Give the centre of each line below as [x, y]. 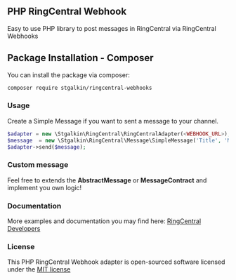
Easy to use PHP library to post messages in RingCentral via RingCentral [112, 28]
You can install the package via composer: [68, 75]
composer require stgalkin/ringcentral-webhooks [80, 88]
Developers [24, 229]
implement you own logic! [45, 187]
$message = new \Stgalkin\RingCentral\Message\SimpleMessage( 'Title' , [114, 140]
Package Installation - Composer [80, 58]
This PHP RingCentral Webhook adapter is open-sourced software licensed [116, 262]
